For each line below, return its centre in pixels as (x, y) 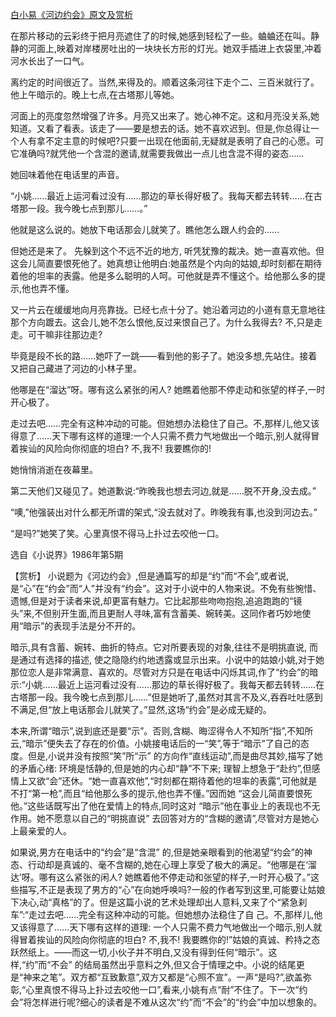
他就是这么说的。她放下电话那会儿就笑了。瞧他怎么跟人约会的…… (145, 229)
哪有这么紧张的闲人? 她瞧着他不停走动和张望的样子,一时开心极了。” (174, 877)
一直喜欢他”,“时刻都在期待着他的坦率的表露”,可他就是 (209, 781)
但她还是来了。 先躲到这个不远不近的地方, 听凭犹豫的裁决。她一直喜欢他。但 (167, 251)
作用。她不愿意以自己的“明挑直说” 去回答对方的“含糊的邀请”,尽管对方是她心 (165, 818)
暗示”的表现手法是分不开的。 (82, 626)
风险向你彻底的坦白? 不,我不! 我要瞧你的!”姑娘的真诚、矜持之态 (191, 939)
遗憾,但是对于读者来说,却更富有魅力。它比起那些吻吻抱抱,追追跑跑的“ (152, 601)
